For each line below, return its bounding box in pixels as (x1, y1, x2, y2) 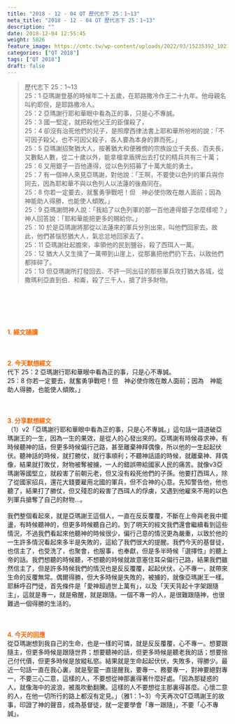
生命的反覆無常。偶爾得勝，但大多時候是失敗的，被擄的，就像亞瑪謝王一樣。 (7, 572, 228, 581)
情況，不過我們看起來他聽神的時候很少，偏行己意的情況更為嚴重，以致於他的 (7, 529, 228, 537)
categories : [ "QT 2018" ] (7, 50, 80, 57)
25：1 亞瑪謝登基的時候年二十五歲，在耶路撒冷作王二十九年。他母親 (24, 91, 220, 100)
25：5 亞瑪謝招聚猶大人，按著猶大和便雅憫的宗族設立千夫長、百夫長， (24, 144, 227, 152)
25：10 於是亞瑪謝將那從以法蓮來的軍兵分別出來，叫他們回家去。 (24, 222, 212, 232)
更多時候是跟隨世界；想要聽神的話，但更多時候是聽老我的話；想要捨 (31, 648, 228, 656)
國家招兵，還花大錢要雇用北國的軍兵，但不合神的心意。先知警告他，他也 (19, 478, 228, 486)
